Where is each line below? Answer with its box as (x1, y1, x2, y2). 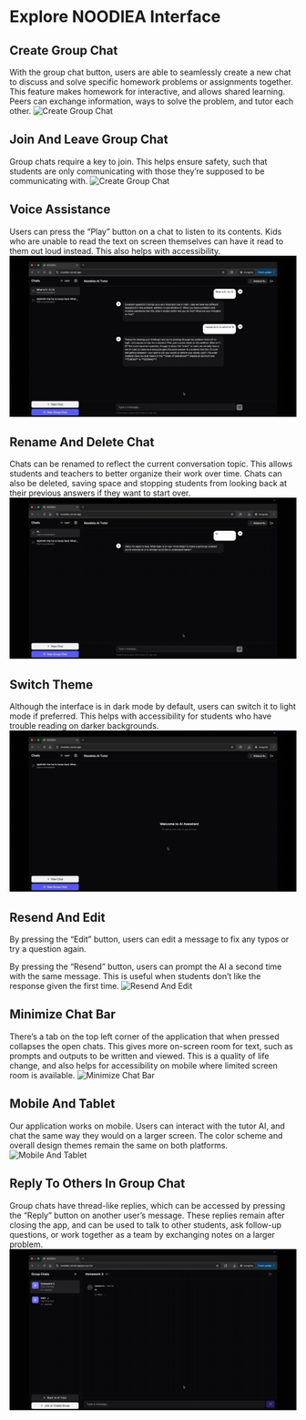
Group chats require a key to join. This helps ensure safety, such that (9, 156, 268, 167)
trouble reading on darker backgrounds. (9, 720, 159, 731)
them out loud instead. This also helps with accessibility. (9, 245, 221, 256)
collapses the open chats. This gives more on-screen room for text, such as (9, 1040, 293, 1051)
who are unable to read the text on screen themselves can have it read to (9, 235, 284, 247)
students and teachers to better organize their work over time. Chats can (9, 468, 282, 479)
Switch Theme (9, 677, 94, 692)
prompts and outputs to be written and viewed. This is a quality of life (9, 1050, 270, 1061)
